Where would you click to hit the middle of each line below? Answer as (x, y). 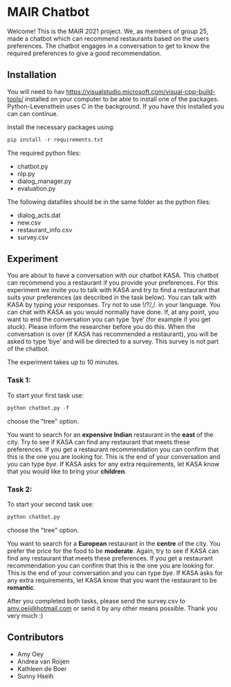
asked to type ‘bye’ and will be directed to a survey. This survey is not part (113, 341)
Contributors (36, 638)
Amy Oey (30, 654)
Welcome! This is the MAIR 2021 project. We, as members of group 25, (108, 31)
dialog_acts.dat (39, 215)
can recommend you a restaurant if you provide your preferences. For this (113, 283)
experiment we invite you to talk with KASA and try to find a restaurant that (113, 290)
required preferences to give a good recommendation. (84, 53)
